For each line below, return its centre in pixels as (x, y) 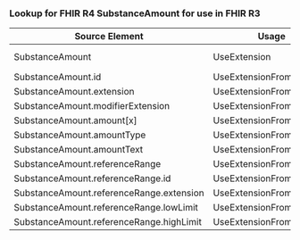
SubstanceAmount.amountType (80, 135)
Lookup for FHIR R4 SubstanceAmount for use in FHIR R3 (135, 13)
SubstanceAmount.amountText (79, 150)
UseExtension (242, 57)
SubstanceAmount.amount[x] (75, 120)
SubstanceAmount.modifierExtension (92, 106)
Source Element (109, 37)
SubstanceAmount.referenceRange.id (92, 178)
